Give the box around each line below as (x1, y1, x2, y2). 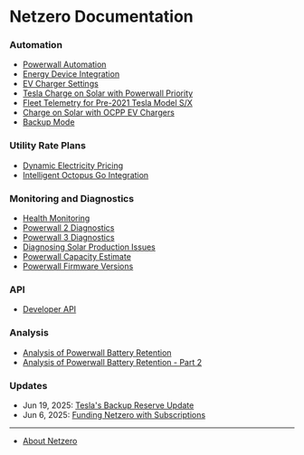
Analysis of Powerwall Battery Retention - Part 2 (22, 356, 202, 367)
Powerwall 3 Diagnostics (22, 232, 115, 243)
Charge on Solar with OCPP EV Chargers (22, 107, 175, 118)
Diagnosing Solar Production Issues (22, 242, 156, 252)
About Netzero (22, 435, 78, 446)
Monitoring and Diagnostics (9, 192, 134, 204)
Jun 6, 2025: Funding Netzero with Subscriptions (22, 409, 206, 420)
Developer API (22, 304, 77, 315)
